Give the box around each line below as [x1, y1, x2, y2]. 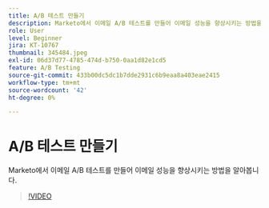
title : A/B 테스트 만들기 [8, 11, 85, 20]
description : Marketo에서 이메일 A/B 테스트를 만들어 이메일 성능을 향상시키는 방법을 [8, 19, 263, 27]
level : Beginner [8, 34, 62, 42]
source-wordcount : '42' [8, 86, 88, 94]
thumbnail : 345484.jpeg [8, 49, 88, 57]
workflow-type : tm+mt [8, 78, 81, 86]
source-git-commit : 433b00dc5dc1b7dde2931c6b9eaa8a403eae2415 [8, 71, 220, 79]
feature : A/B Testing [8, 64, 81, 72]
